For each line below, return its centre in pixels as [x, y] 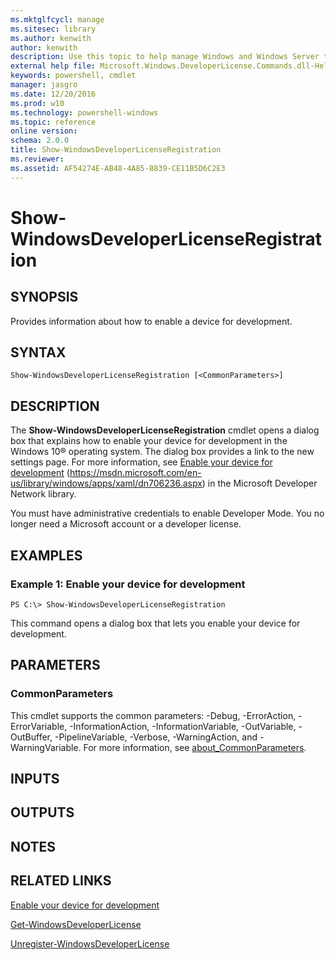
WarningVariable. [46, 747]
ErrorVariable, [39, 726]
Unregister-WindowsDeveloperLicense [90, 943]
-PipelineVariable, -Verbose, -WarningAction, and [156, 737]
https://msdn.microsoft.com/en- [135, 473]
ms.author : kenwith [51, 38]
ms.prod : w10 [37, 103]
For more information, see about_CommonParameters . [195, 747]
